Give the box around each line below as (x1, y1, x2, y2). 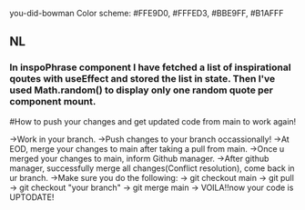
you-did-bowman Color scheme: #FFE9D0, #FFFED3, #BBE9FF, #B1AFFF (9, 8, 284, 18)
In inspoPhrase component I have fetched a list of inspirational (9, 61, 291, 74)
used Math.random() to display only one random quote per (9, 84, 273, 96)
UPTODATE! (9, 191, 55, 203)
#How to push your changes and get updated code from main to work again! (9, 115, 297, 126)
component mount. (9, 95, 97, 108)
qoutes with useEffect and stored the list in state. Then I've (9, 73, 276, 85)
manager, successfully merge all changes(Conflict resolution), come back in (9, 163, 295, 174)
